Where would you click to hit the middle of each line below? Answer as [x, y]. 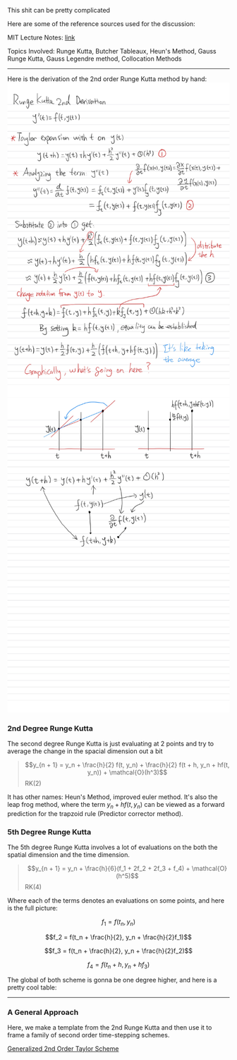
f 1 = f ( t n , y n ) [119, 922]
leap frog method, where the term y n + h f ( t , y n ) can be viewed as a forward [116, 805]
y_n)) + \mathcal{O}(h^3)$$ [127, 772]
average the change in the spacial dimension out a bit [85, 751]
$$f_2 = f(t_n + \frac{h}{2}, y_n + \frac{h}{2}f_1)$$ [119, 937]
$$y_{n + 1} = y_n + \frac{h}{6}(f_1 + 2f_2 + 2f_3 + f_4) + [109, 869]
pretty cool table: [32, 987]
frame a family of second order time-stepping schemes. [89, 1035]
